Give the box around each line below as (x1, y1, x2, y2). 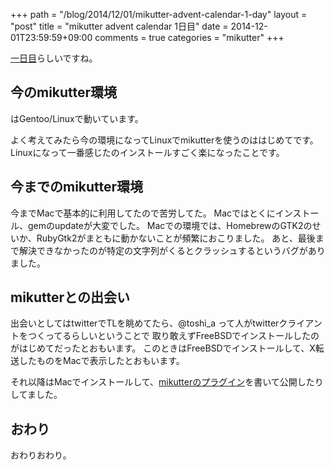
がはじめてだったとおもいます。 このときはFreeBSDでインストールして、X (10, 342, 316, 354)
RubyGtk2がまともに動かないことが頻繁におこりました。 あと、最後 (36, 232, 316, 244)
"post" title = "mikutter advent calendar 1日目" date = (10, 20, 229, 32)
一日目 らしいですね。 (10, 52, 98, 64)
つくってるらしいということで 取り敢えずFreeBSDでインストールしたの (27, 330, 320, 342)
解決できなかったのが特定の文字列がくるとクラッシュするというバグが (18, 244, 308, 256)
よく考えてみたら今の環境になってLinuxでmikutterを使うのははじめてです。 (10, 134, 319, 146)
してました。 (10, 389, 63, 401)
